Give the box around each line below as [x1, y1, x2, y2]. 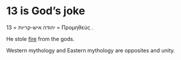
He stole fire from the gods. [6, 35, 75, 42]
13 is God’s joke [6, 4, 86, 18]
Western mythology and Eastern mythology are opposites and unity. [6, 46, 176, 54]
